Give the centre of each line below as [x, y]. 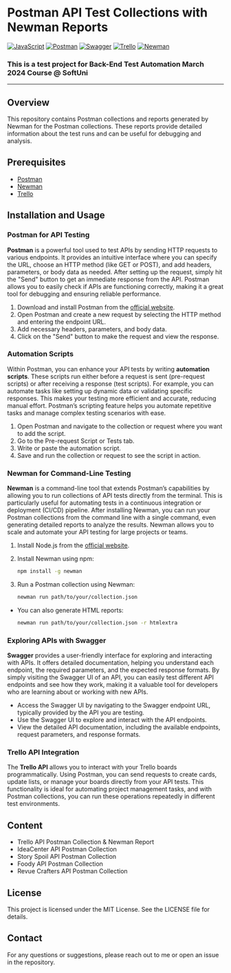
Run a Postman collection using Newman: [76, 584]
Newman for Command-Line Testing [69, 473]
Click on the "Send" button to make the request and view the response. [118, 336]
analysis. [20, 141]
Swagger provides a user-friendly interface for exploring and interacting [110, 655]
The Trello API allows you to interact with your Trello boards [92, 767]
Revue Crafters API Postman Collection [73, 871]
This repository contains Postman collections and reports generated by [108, 119]
